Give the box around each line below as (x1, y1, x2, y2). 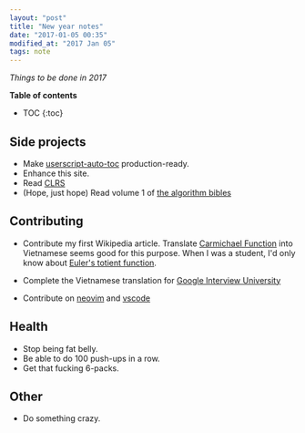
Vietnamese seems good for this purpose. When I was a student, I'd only (22, 247, 296, 258)
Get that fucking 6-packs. (22, 362, 120, 374)
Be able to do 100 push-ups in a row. (22, 353, 161, 364)
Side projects (9, 134, 86, 149)
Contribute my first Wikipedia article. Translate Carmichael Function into (22, 238, 293, 249)
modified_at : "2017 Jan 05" (9, 38, 117, 48)
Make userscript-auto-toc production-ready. (22, 158, 189, 169)
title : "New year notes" (9, 22, 104, 31)
